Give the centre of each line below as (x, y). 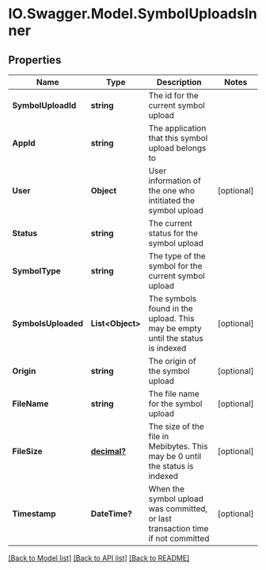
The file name (174, 394)
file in (159, 436)
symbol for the (175, 266)
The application (177, 128)
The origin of (172, 361)
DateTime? (111, 514)
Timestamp (34, 514)
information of (175, 181)
